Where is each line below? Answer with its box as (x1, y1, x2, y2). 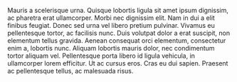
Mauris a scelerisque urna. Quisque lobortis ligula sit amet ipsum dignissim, (7, 6, 229, 14)
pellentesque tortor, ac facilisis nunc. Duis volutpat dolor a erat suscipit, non (7, 29, 231, 37)
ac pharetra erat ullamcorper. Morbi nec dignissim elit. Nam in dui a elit (7, 14, 215, 22)
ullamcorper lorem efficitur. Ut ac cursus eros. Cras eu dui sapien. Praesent (7, 59, 228, 67)
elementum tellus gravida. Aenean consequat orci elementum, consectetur (7, 36, 226, 45)
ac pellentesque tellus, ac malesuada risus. (7, 67, 134, 75)
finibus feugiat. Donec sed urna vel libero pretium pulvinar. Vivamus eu (7, 21, 216, 29)
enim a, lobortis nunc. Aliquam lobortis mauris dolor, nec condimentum (7, 44, 215, 52)
